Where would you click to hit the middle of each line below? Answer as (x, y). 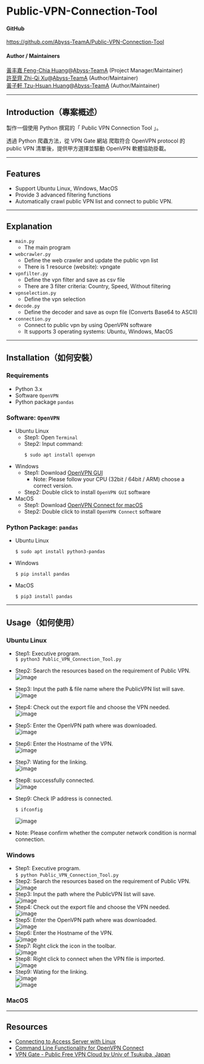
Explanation (29, 226)
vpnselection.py (36, 294)
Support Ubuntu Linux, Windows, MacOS (66, 188)
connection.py (33, 319)
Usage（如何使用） (43, 622)
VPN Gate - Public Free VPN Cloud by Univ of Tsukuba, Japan (93, 1054)
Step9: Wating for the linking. (51, 972)
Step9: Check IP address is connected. (64, 798)
